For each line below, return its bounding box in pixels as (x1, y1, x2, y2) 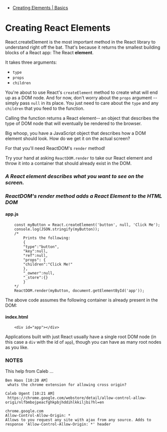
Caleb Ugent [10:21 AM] (5, 391, 55, 396)
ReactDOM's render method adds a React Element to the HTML (5, 192, 162, 199)
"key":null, (23, 248, 49, 253)
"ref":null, (23, 253, 49, 258)
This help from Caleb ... (5, 368, 54, 374)
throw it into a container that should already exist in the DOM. (5, 160, 132, 166)
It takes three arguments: (5, 59, 57, 65)
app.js (5, 211, 19, 217)
